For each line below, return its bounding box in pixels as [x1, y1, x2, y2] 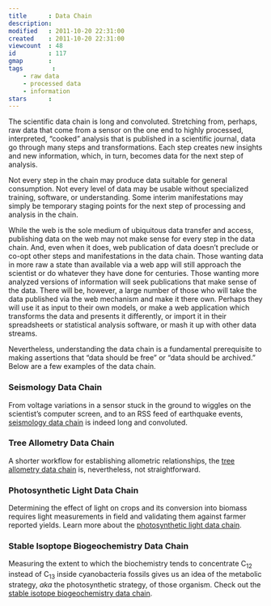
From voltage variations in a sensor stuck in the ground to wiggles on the [8, 400, 252, 409]
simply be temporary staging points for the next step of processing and [8, 201, 246, 211]
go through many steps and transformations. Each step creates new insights [8, 142, 263, 152]
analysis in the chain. [8, 210, 78, 219]
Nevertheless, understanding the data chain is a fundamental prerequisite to [8, 345, 262, 354]
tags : [8, 65, 57, 73]
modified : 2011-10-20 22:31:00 [8, 27, 125, 35]
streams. [8, 328, 38, 338]
